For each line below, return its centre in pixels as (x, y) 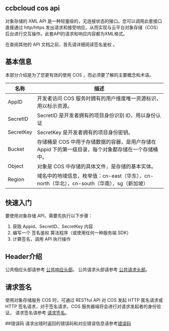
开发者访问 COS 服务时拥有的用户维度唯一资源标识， (99, 98)
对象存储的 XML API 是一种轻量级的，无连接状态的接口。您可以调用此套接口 (84, 21)
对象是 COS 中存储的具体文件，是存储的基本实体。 (97, 166)
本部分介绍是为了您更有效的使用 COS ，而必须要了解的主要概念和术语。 (79, 75)
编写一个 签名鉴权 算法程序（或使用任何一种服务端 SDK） (72, 233)
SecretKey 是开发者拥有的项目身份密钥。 (85, 132)
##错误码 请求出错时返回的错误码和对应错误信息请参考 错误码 (68, 323)
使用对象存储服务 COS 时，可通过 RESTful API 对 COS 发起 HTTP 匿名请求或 (84, 300)
